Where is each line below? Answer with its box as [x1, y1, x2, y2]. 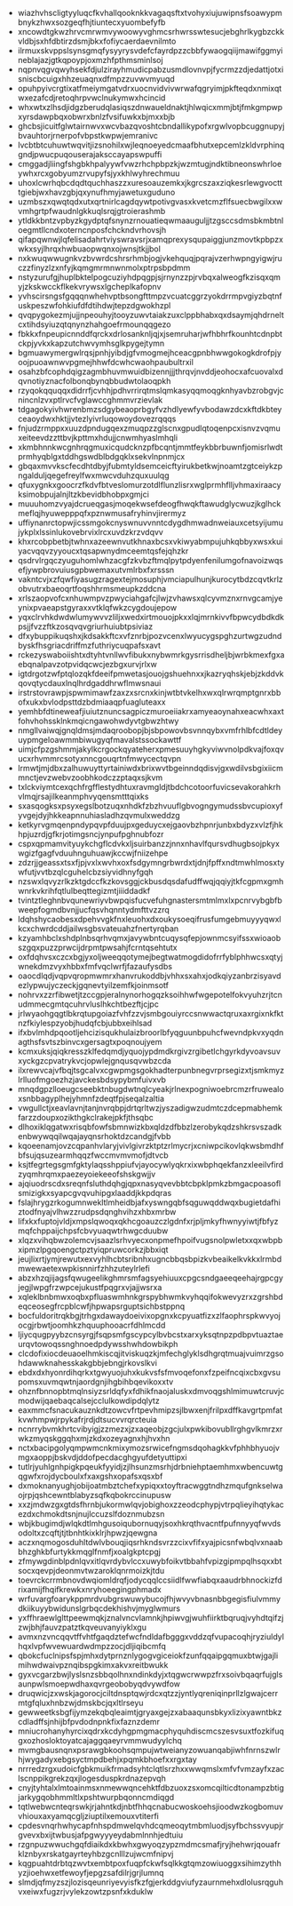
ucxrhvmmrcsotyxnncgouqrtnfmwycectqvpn [17, 754, 182, 763]
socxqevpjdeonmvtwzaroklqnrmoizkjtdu [17, 1566, 165, 1575]
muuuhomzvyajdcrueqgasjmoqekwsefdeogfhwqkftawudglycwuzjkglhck [17, 498, 281, 509]
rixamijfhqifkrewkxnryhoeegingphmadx [17, 1584, 162, 1594]
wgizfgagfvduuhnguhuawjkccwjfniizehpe [17, 848, 169, 858]
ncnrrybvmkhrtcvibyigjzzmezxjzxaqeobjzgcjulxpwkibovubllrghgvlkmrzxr [17, 1424, 283, 1434]
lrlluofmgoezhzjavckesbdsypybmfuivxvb [17, 1074, 167, 1085]
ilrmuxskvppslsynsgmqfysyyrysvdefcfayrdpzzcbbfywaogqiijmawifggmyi [17, 45, 283, 56]
